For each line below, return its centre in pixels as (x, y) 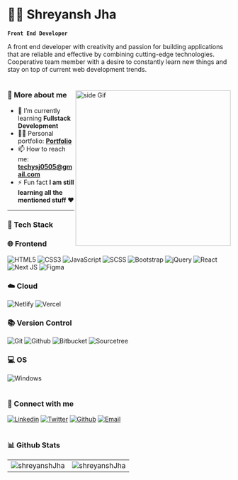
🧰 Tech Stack (30, 225)
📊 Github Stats (34, 445)
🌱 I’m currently (39, 110)
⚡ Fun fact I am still (46, 182)
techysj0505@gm (45, 166)
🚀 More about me (37, 95)
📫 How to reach (41, 149)
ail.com (29, 174)
